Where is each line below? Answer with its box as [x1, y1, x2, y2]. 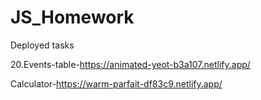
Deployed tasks [10, 39, 75, 51]
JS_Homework [10, 6, 135, 29]
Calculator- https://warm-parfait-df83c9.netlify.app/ [10, 77, 223, 90]
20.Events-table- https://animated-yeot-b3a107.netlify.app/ [10, 58, 251, 70]
